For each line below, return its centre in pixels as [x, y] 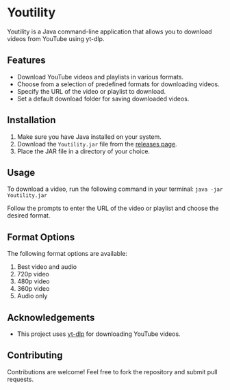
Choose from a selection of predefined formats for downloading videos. [118, 84]
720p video [33, 274]
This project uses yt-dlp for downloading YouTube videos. [99, 334]
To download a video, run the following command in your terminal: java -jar [115, 189]
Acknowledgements [51, 317]
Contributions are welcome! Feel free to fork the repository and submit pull [112, 372]
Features [26, 61]
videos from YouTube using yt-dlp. [56, 38]
